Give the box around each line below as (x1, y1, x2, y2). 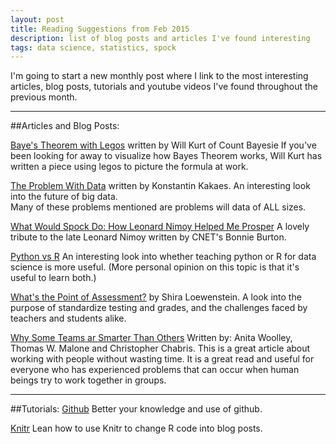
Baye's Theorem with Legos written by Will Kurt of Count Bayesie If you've (10, 139, 317, 151)
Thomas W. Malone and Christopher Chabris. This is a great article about (10, 342, 311, 355)
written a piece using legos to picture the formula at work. (10, 161, 249, 173)
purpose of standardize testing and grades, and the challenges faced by (10, 302, 308, 314)
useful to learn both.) (10, 272, 97, 284)
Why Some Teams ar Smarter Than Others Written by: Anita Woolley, (10, 332, 293, 344)
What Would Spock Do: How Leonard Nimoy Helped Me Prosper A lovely (10, 221, 310, 233)
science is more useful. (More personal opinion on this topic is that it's (10, 261, 300, 273)
